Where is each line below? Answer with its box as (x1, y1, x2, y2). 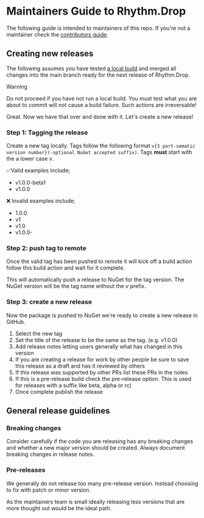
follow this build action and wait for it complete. (6, 264, 125, 271)
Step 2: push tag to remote (6, 243, 86, 252)
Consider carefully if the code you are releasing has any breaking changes (6, 438, 194, 445)
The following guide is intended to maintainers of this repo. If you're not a (6, 24, 191, 32)
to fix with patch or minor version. (6, 486, 91, 494)
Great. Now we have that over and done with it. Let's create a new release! (6, 113, 194, 120)
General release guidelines (6, 406, 110, 416)
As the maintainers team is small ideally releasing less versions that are (6, 498, 185, 505)
